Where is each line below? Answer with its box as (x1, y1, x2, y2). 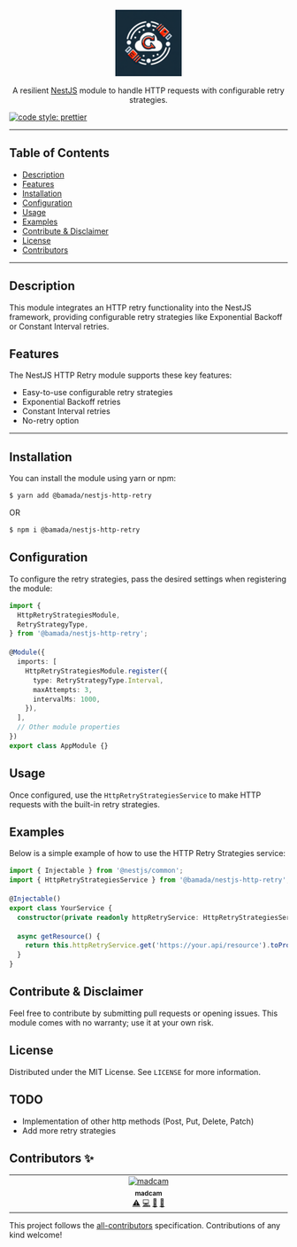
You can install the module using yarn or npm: (9, 473, 177, 484)
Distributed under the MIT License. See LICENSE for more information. (9, 1066, 261, 1077)
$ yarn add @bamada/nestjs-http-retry (9, 491, 152, 501)
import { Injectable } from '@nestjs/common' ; (9, 866, 184, 876)
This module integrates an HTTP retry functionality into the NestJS (9, 302, 252, 313)
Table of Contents (9, 145, 110, 160)
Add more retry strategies (21, 1125, 117, 1135)
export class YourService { (9, 903, 113, 913)
